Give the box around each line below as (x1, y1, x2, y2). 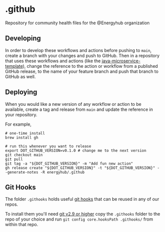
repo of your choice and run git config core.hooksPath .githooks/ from (5, 216, 154, 222)
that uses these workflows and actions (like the (5, 58, 101, 64)
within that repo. (5, 222, 38, 228)
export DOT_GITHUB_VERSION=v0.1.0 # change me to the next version (5, 148, 147, 153)
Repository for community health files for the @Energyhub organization (5, 20, 150, 26)
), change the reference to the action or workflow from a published (23, 63, 158, 69)
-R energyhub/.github (40, 170, 85, 175)
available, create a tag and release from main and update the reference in (5, 106, 153, 112)
